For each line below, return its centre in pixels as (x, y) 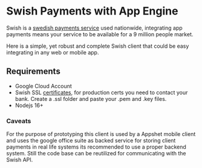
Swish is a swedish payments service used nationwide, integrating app (94, 28)
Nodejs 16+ (29, 105)
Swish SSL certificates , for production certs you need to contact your (101, 92)
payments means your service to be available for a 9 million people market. (100, 34)
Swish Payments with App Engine (92, 11)
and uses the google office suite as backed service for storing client (91, 141)
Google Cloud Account (44, 86)
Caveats (19, 121)
